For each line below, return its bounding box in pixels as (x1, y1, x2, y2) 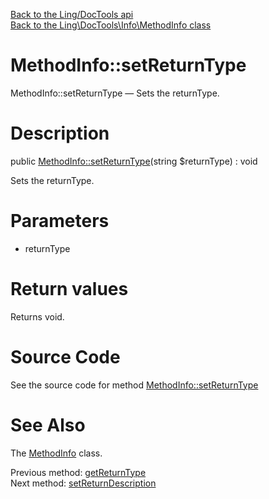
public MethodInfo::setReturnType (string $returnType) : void (10, 155, 258, 167)
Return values (10, 278, 129, 300)
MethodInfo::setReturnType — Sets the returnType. (10, 87, 220, 99)
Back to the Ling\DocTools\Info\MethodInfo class (10, 19, 212, 31)
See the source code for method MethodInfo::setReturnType (10, 379, 259, 391)
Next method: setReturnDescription (10, 477, 157, 489)
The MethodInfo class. (10, 447, 103, 459)
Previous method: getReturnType (10, 466, 147, 478)
